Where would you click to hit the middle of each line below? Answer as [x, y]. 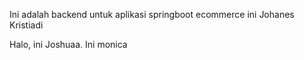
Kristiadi [26, 25]
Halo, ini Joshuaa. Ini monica [68, 44]
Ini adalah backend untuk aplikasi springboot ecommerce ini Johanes [152, 14]
